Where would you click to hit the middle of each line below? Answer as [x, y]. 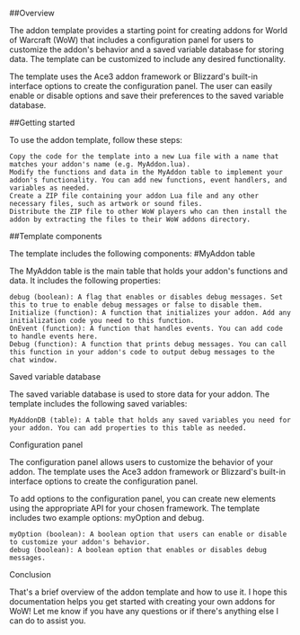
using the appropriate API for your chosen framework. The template [135, 508]
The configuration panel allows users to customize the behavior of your [141, 462]
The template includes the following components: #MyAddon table [132, 254]
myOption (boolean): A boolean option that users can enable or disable [148, 534]
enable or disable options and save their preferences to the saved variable [147, 95]
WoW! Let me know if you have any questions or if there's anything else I [144, 611]
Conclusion [31, 574]
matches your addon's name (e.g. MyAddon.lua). [100, 165]
